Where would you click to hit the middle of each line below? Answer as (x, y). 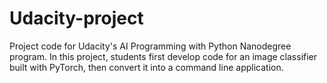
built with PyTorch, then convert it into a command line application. (146, 67)
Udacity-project (76, 18)
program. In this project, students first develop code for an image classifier (163, 56)
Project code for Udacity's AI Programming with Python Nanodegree (150, 46)
